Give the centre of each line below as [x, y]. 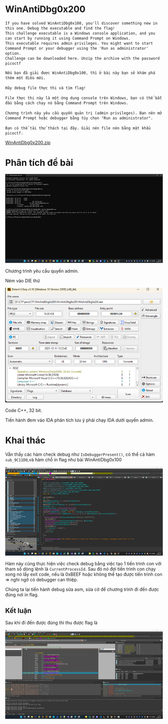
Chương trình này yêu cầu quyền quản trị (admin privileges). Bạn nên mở [84, 113]
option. [13, 53]
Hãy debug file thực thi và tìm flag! [45, 88]
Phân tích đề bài [39, 163]
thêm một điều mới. [25, 78]
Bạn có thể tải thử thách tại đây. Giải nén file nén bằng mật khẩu [78, 128]
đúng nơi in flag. [22, 595]
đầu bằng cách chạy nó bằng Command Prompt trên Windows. [67, 103]
